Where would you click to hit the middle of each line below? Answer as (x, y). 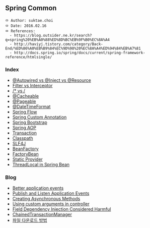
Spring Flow (25, 112)
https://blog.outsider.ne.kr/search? (53, 35)
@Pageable (24, 102)
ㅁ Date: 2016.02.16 (26, 26)
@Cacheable (25, 96)
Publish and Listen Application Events (51, 193)
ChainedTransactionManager (42, 215)
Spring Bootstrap (30, 122)
